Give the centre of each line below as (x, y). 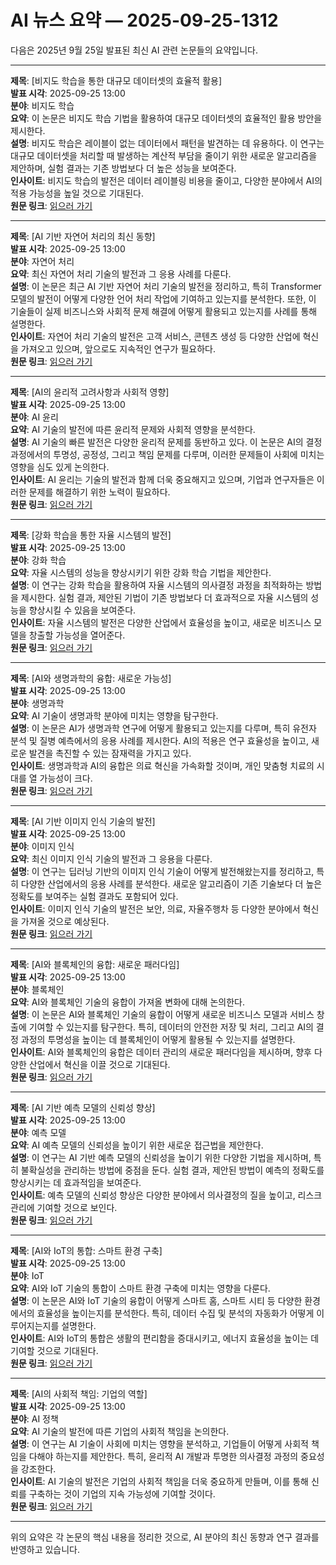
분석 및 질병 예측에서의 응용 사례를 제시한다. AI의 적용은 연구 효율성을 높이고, (159, 740)
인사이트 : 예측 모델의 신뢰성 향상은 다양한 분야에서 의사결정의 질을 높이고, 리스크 (166, 1195)
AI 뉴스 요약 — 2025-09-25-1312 (144, 20)
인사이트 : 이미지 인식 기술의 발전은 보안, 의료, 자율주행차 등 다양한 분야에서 (155, 908)
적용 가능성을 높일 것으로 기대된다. (77, 193)
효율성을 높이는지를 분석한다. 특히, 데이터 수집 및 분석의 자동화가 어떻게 (175, 1313)
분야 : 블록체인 (37, 989)
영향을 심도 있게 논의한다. (60, 467)
